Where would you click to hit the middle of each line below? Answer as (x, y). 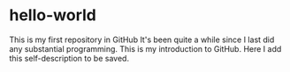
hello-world (53, 15)
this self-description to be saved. (69, 58)
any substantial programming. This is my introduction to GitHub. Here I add (145, 48)
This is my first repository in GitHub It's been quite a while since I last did (142, 40)
